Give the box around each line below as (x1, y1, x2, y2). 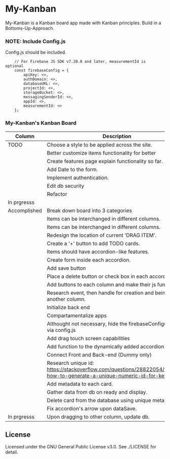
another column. (47, 296, 86, 303)
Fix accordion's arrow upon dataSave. (47, 405, 137, 412)
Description (102, 133, 132, 140)
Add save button (47, 264, 86, 271)
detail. (5, 449, 19, 455)
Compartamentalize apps (47, 312, 107, 319)
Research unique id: (47, 359, 95, 366)
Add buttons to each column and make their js (47, 281, 156, 288)
